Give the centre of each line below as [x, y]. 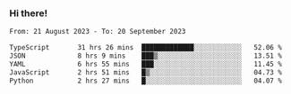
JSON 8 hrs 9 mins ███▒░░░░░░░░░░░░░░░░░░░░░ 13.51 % [145, 56]
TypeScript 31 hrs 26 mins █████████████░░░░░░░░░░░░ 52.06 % [145, 48]
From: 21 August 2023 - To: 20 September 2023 [98, 32]
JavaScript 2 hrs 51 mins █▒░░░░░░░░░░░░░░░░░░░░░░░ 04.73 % [145, 72]
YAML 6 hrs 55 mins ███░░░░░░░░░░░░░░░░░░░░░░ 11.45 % [145, 64]
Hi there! [29, 13]
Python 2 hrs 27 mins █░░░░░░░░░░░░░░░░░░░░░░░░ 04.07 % [145, 81]
